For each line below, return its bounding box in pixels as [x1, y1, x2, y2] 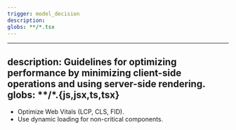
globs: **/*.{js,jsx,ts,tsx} [7, 89, 120, 100]
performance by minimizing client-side [7, 67, 182, 79]
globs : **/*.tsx [7, 23, 55, 30]
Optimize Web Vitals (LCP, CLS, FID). [17, 108, 124, 116]
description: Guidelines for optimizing [7, 56, 177, 67]
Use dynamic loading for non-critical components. [17, 115, 164, 124]
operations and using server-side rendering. [7, 78, 206, 90]
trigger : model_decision [7, 10, 80, 18]
